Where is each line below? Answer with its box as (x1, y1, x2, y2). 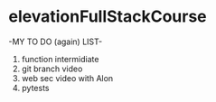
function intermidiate (21, 53, 99, 64)
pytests (21, 82, 50, 93)
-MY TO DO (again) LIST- (8, 36, 103, 47)
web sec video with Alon (21, 72, 114, 83)
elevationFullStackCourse (8, 6, 207, 27)
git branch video (21, 63, 83, 74)
